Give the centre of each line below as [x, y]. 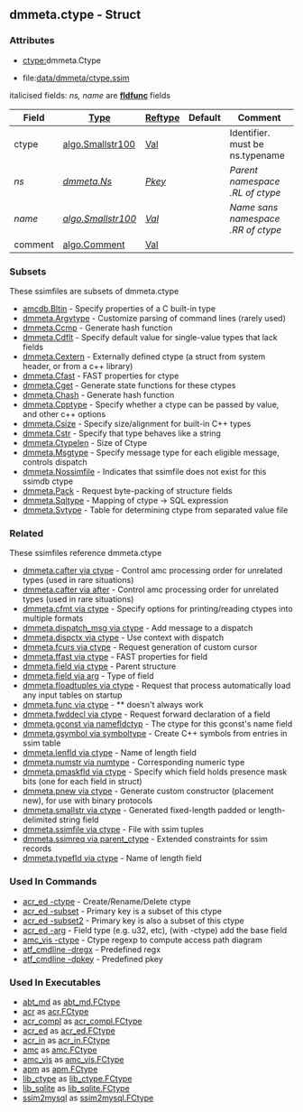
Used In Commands [53, 882]
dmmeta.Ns [87, 181]
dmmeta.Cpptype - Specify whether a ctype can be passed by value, [151, 404]
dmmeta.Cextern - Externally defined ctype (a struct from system [144, 357]
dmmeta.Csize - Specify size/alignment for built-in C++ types [137, 423]
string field [79, 820]
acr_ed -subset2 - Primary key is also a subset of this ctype [133, 921]
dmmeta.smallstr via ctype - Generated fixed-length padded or [139, 811]
